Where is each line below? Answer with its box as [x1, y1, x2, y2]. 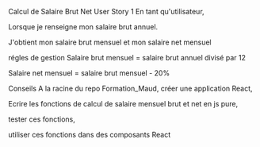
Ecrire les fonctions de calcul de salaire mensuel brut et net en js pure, [8, 99, 239, 108]
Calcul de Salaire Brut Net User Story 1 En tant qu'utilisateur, [8, 7, 205, 16]
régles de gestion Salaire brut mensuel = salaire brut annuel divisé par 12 [8, 53, 246, 62]
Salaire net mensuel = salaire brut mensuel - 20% [8, 68, 170, 78]
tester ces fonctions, [8, 114, 75, 124]
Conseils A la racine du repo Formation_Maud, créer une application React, [8, 83, 253, 93]
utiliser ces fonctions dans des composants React [8, 130, 171, 139]
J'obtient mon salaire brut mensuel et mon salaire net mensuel [8, 37, 212, 47]
